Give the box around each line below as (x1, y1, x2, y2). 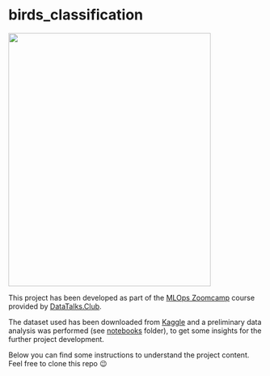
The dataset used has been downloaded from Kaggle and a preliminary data (8, 317, 262, 327)
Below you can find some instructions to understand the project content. (8, 350, 250, 360)
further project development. (8, 334, 105, 344)
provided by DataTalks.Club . (8, 301, 103, 311)
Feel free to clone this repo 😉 (8, 358, 108, 368)
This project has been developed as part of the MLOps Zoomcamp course (8, 293, 255, 302)
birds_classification (8, 6, 144, 24)
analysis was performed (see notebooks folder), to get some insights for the (8, 326, 262, 335)
